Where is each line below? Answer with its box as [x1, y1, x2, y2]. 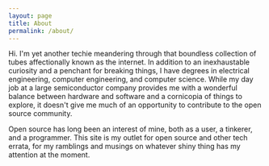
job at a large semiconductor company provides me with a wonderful [8, 83, 238, 93]
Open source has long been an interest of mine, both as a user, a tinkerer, [8, 124, 253, 134]
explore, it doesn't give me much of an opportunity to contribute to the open [8, 100, 262, 110]
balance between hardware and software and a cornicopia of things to [8, 92, 242, 102]
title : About [8, 19, 53, 27]
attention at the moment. [8, 150, 90, 160]
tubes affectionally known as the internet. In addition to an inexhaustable [8, 57, 250, 67]
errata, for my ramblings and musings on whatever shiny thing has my [8, 142, 241, 151]
